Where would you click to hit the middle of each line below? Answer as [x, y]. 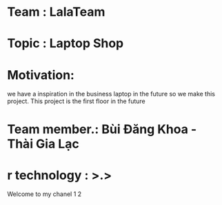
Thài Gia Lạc [43, 143]
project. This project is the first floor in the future [77, 101]
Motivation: [41, 75]
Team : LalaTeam [56, 12]
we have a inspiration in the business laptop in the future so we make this [111, 94]
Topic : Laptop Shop [65, 44]
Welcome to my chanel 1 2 [44, 194]
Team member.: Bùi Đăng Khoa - [102, 129]
